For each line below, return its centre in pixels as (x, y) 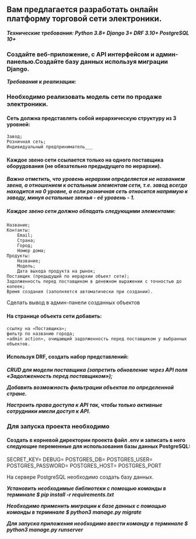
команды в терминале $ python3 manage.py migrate (74, 512)
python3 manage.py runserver (45, 530)
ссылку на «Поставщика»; (37, 328)
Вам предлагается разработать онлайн (82, 10)
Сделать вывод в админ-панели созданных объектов (73, 303)
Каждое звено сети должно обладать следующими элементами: (91, 211)
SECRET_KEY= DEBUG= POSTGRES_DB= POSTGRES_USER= (80, 459)
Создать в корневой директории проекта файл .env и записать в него (96, 440)
